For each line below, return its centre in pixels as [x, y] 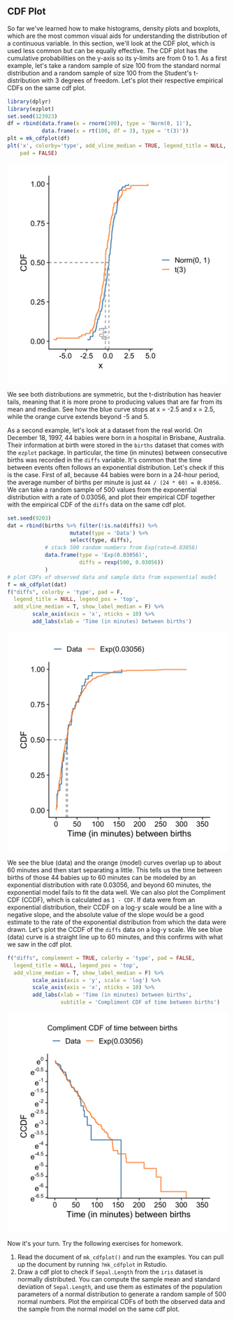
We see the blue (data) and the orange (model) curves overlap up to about [114, 863]
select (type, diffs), [101, 540]
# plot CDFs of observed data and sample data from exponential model [112, 577]
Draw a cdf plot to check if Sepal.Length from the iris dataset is [110, 1272]
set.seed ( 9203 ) [29, 518]
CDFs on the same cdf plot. [46, 87]
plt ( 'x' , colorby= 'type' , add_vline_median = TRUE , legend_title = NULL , [117, 146]
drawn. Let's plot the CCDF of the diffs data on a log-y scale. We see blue [115, 929]
